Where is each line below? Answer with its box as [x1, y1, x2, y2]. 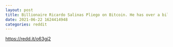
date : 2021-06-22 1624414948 [5, 17, 68, 22]
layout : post [5, 7, 33, 13]
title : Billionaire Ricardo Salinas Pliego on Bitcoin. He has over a [5, 12, 160, 17]
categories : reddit [5, 21, 47, 27]
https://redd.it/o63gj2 [5, 36, 51, 42]
